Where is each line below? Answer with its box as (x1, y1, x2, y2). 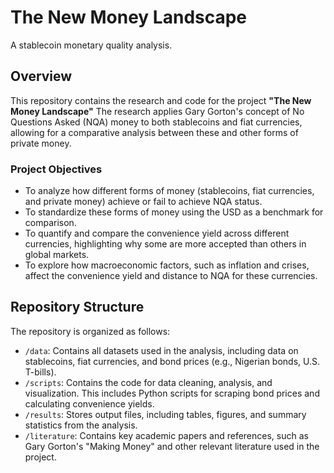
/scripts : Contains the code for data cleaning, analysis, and (24, 376, 273, 388)
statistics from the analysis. (24, 419, 138, 431)
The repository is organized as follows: (10, 325, 171, 337)
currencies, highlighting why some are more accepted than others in (24, 238, 307, 250)
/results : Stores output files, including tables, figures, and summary (24, 408, 307, 420)
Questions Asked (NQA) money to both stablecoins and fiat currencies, (10, 116, 303, 128)
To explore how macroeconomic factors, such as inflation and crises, (24, 259, 310, 271)
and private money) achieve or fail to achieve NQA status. (24, 196, 263, 208)
